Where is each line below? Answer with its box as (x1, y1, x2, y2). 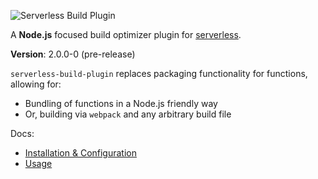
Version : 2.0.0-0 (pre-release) (10, 48, 136, 60)
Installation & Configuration (24, 147, 137, 159)
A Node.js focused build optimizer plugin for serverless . (10, 29, 242, 40)
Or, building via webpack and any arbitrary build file (24, 108, 232, 120)
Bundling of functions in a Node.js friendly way (24, 98, 218, 109)
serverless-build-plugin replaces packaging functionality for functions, (10, 68, 308, 79)
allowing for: (10, 78, 62, 90)
